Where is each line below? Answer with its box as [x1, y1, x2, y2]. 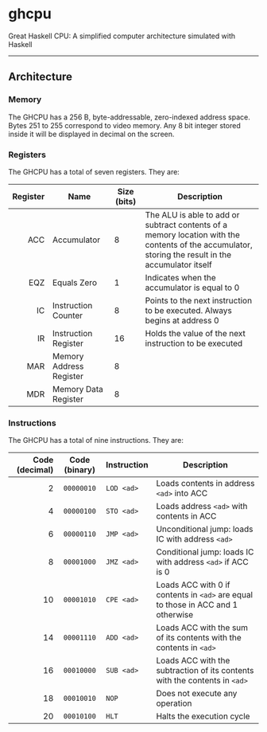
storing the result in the [145, 249, 232, 260]
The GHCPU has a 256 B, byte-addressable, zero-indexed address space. [8, 112, 250, 122]
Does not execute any [156, 688, 238, 699]
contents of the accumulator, [145, 239, 253, 250]
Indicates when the [145, 272, 216, 283]
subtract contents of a [145, 219, 228, 230]
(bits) [114, 196, 137, 207]
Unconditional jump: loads [156, 523, 253, 534]
